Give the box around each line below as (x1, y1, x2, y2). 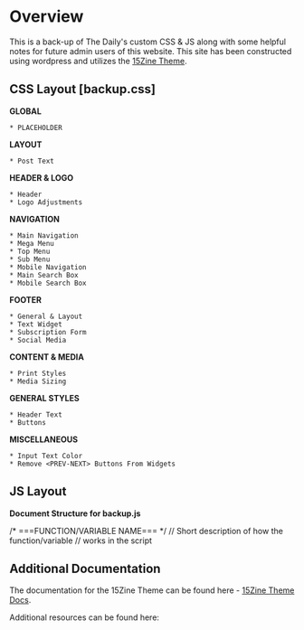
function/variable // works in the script (9, 535, 152, 546)
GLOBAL (9, 106, 43, 117)
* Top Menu (9, 247, 51, 256)
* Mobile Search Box (9, 278, 88, 287)
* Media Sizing (9, 377, 67, 386)
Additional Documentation (9, 560, 161, 576)
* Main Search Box (9, 270, 79, 279)
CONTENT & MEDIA (9, 351, 84, 362)
